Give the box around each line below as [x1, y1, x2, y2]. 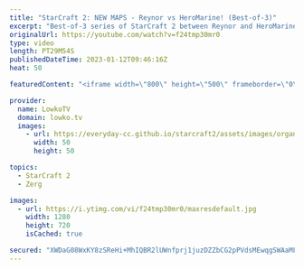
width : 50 [33, 138, 71, 147]
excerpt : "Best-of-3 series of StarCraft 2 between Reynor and [9, 22, 253, 31]
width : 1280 [25, 213, 71, 222]
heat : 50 [9, 64, 43, 73]
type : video [9, 38, 54, 48]
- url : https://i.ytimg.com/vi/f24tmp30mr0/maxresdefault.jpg [17, 204, 257, 213]
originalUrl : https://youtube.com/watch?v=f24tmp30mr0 [9, 30, 221, 39]
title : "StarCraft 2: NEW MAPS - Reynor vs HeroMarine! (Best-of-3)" [9, 13, 278, 23]
